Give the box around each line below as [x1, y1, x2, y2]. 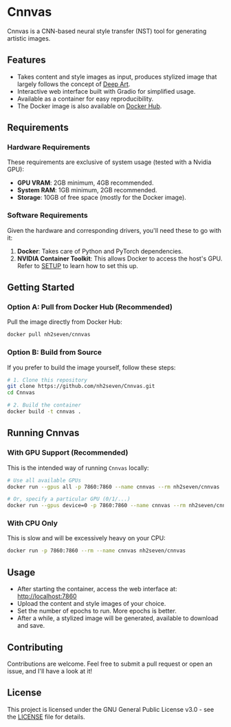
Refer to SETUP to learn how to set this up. [16, 261, 139, 269]
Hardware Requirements [7, 143, 91, 152]
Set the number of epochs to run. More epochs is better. [16, 607, 177, 615]
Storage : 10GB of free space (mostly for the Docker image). [16, 194, 187, 202]
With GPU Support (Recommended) [7, 448, 129, 458]
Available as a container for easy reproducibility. [16, 94, 154, 103]
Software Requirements [7, 211, 88, 221]
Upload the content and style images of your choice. [16, 600, 166, 608]
